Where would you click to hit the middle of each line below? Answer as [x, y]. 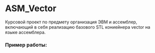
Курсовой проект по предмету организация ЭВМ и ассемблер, [71, 22]
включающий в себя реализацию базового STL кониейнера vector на [78, 27]
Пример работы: [26, 45]
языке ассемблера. [25, 32]
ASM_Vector [31, 9]
